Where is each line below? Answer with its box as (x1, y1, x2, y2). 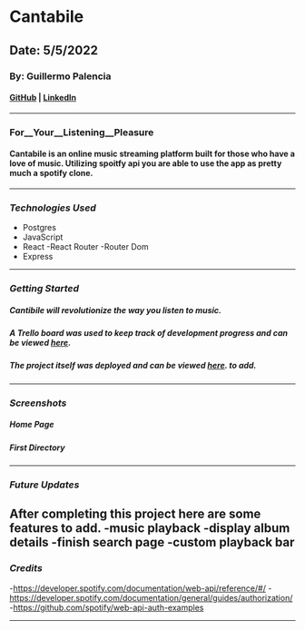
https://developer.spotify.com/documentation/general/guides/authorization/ (9, 592, 293, 603)
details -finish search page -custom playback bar (9, 535, 295, 550)
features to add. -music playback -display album (9, 520, 290, 536)
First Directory (9, 442, 65, 453)
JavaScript (22, 231, 64, 242)
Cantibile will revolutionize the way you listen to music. (9, 304, 222, 315)
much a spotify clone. (9, 168, 93, 179)
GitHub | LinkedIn (9, 93, 77, 103)
